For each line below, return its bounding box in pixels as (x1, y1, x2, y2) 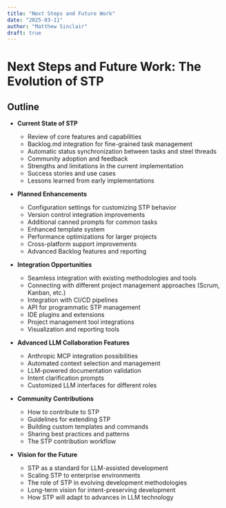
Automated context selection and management (27, 359, 161, 367)
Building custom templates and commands (27, 423, 149, 431)
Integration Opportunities (17, 261, 92, 269)
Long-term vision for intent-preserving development (27, 486, 176, 494)
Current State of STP (17, 119, 78, 128)
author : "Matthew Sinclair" (7, 23, 88, 30)
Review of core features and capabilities (27, 132, 142, 141)
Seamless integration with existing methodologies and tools (27, 274, 197, 283)
